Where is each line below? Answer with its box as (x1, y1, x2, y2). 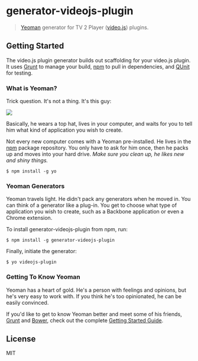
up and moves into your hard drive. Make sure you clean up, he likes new (6, 151, 184, 158)
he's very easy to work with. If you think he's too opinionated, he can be (6, 292, 182, 300)
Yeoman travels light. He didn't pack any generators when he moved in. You (6, 196, 191, 203)
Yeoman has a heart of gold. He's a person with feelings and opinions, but (6, 286, 186, 293)
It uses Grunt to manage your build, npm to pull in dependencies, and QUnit (6, 63, 190, 70)
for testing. (6, 69, 33, 76)
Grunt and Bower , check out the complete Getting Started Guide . (6, 317, 164, 324)
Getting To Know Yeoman (6, 273, 81, 281)
